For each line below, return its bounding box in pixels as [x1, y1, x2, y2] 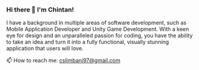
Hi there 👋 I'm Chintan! [6, 5, 75, 14]
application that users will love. [6, 45, 84, 52]
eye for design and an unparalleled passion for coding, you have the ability [6, 32, 193, 39]
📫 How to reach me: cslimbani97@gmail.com [6, 57, 121, 64]
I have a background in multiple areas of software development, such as [6, 19, 187, 27]
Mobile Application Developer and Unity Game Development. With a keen [6, 25, 189, 33]
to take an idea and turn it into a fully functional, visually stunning [6, 39, 169, 46]
